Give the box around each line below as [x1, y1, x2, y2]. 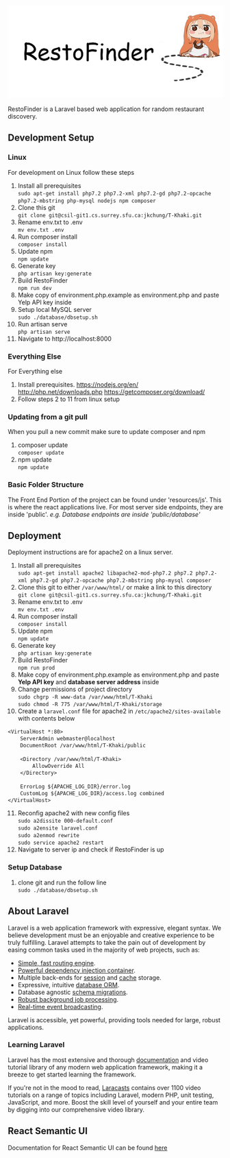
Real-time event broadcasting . [17, 1002, 103, 1011]
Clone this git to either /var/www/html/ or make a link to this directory [17, 583, 212, 592]
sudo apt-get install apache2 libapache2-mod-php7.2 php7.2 [17, 570, 193, 577]
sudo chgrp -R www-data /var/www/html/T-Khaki [17, 694, 153, 701]
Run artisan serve [17, 319, 68, 328]
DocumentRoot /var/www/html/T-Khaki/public [20, 743, 146, 749]
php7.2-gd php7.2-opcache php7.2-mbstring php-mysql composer [30, 577, 212, 584]
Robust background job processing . [17, 995, 119, 1003]
